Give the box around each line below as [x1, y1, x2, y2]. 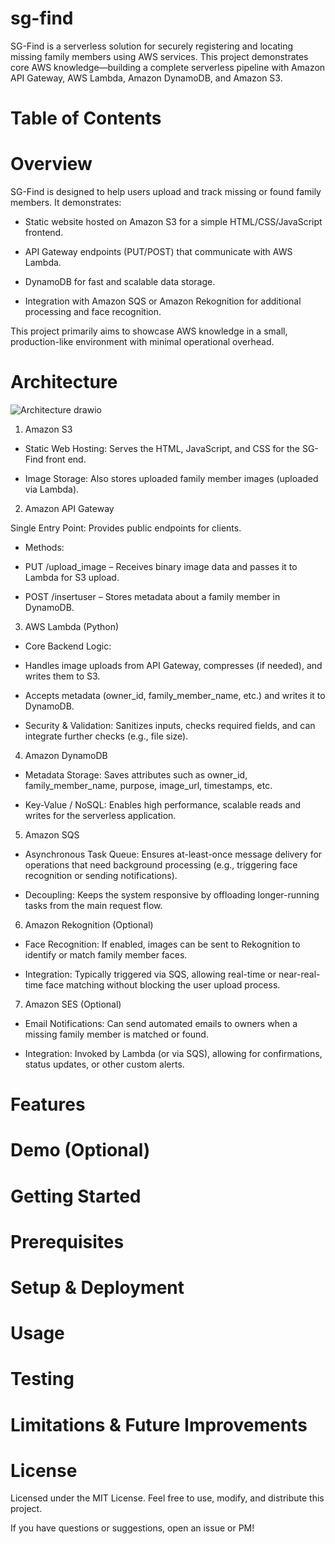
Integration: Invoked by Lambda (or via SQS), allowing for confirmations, [24, 1048, 323, 1059]
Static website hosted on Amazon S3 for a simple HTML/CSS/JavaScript [24, 216, 323, 228]
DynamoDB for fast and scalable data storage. [24, 276, 216, 288]
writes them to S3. [24, 670, 101, 682]
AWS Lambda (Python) [24, 621, 120, 632]
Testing [10, 1368, 75, 1391]
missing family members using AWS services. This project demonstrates [10, 50, 309, 62]
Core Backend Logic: [24, 640, 112, 652]
